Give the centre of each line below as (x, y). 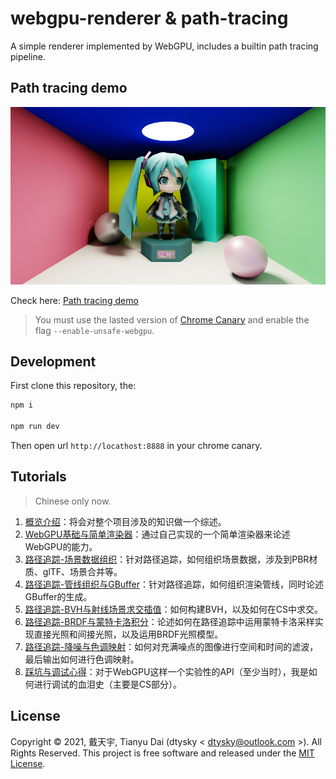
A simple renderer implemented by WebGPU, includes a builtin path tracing (164, 46)
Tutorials (38, 477)
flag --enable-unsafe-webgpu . (94, 330)
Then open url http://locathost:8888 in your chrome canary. (136, 445)
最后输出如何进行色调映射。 (82, 659)
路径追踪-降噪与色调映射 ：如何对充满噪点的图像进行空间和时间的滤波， (171, 646)
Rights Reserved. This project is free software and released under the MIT (162, 753)
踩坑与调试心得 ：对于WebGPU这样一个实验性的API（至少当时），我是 (166, 671)
